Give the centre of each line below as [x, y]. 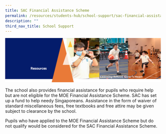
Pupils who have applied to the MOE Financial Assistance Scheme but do [80, 121]
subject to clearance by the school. [41, 111]
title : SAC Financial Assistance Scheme [47, 10]
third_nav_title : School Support [40, 26]
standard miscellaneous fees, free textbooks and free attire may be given [80, 106]
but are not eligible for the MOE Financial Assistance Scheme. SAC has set [81, 95]
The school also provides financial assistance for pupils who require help [80, 90]
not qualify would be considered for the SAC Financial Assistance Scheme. [81, 126]
